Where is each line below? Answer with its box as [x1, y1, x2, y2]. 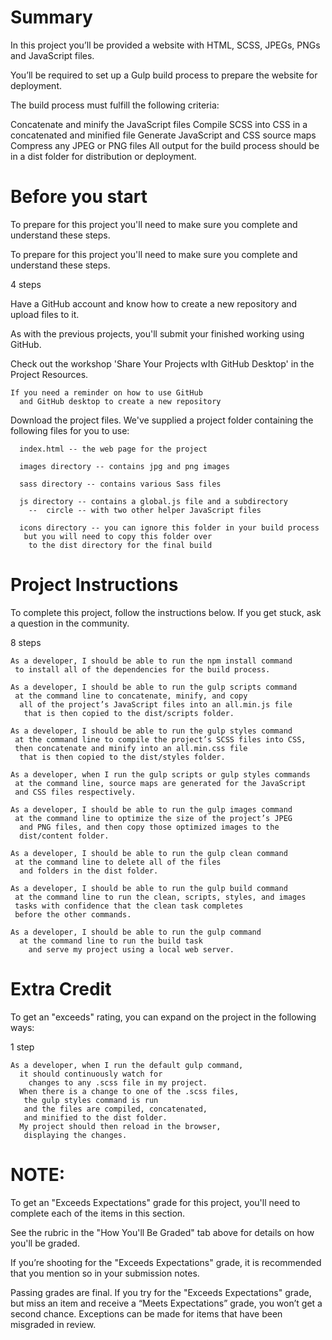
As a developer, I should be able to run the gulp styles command [10, 726, 293, 736]
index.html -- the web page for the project [19, 444, 208, 454]
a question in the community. [10, 617, 130, 629]
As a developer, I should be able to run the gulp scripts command [10, 682, 298, 692]
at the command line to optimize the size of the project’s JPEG [14, 813, 293, 823]
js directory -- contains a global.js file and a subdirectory [19, 496, 288, 506]
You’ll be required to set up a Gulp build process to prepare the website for [10, 69, 318, 81]
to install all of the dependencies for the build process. [14, 664, 271, 675]
